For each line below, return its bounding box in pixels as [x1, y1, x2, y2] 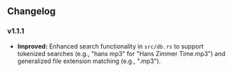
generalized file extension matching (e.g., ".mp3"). [17, 57, 161, 65]
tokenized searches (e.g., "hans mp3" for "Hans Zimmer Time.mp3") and [17, 49, 226, 57]
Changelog [7, 6, 56, 17]
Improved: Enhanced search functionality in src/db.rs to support [17, 42, 204, 51]
